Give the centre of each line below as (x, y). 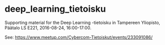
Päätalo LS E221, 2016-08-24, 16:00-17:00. (48, 27)
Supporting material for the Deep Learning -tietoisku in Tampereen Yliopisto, (82, 22)
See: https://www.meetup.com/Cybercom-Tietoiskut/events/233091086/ (79, 37)
